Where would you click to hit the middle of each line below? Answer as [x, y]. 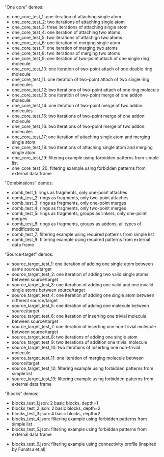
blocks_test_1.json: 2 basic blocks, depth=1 [55, 403]
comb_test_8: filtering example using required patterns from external [81, 240]
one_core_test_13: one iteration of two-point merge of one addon [77, 95]
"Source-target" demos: [29, 254]
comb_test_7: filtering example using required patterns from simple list [83, 234]
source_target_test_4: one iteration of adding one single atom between [83, 295]
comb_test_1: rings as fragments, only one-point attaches [69, 192]
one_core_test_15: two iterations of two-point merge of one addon [78, 116]
